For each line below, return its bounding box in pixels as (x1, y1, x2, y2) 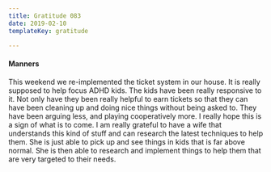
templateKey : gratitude (8, 27, 89, 35)
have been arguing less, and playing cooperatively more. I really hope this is (8, 111, 262, 121)
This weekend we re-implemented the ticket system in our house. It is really (8, 77, 260, 86)
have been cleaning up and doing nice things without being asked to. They (8, 103, 257, 112)
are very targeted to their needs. (8, 154, 116, 164)
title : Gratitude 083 (8, 11, 82, 20)
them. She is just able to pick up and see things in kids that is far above (8, 136, 245, 146)
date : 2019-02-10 (8, 19, 67, 27)
